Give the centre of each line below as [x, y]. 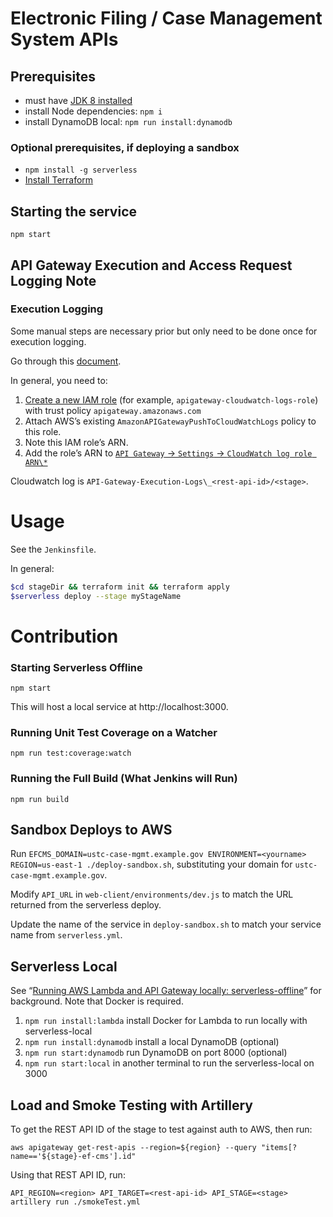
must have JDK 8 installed [78, 100]
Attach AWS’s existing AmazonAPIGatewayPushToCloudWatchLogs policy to [170, 421]
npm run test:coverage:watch [71, 753]
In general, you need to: [59, 380]
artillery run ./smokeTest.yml [75, 1202]
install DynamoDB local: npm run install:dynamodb [128, 121]
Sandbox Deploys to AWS [91, 829]
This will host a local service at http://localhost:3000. [119, 706]
